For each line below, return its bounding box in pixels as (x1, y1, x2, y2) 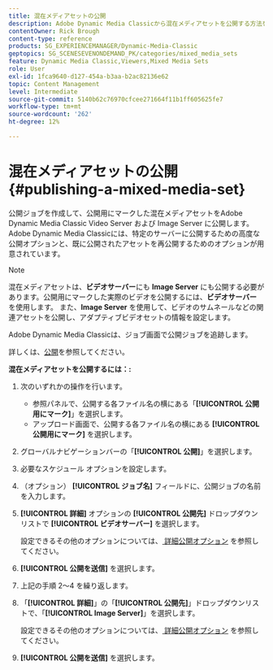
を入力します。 (19, 491, 71, 501)
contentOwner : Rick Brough (8, 27, 100, 35)
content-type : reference (8, 34, 93, 43)
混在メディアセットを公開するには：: (8, 363, 132, 374)
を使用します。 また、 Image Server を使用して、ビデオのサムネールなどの (8, 302, 258, 311)
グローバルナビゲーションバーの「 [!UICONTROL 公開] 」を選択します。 (19, 446, 257, 456)
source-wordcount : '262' (8, 111, 93, 119)
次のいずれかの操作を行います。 (19, 381, 128, 391)
